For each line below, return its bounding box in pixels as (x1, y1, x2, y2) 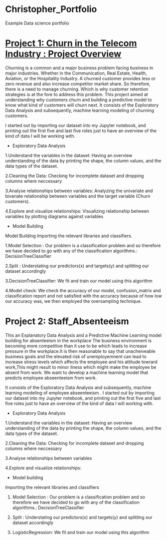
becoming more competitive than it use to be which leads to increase (5, 343, 147, 349)
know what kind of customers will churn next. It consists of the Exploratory (5, 102, 159, 108)
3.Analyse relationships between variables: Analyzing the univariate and (5, 188, 153, 194)
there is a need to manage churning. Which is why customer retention (5, 86, 149, 92)
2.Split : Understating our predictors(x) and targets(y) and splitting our (5, 263, 150, 269)
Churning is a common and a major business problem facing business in (5, 65, 154, 71)
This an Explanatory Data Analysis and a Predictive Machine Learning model (5, 332, 162, 338)
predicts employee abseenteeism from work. (5, 374, 97, 381)
